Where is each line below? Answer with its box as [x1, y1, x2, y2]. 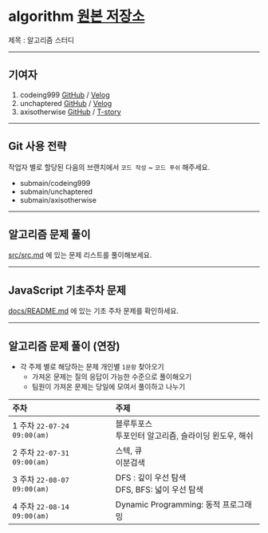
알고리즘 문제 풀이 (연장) [8, 339, 120, 353]
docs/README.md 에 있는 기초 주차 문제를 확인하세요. [8, 306, 179, 316]
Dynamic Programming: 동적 [115, 499, 221, 510]
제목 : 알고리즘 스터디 [8, 35, 74, 45]
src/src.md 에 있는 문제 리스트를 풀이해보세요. [8, 251, 152, 260]
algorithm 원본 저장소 [8, 7, 145, 26]
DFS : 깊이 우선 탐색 [115, 472, 187, 483]
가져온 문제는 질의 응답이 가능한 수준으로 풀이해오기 [31, 372, 192, 381]
